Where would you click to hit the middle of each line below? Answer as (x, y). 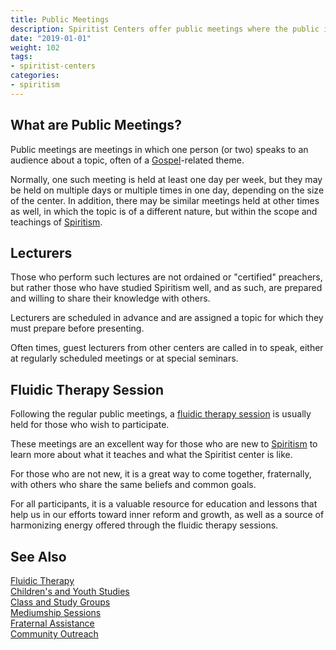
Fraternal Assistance (52, 623)
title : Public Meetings (60, 19)
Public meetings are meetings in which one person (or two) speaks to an (159, 149)
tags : (21, 57)
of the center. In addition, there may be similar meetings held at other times (165, 200)
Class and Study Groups (60, 602)
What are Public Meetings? (96, 125)
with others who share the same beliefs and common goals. (133, 485)
